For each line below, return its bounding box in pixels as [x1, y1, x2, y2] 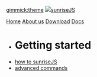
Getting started [14, 38, 92, 52]
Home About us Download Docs [6, 18, 85, 25]
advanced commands [14, 64, 68, 71]
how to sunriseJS [14, 58, 57, 65]
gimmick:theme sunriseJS [6, 7, 76, 13]
